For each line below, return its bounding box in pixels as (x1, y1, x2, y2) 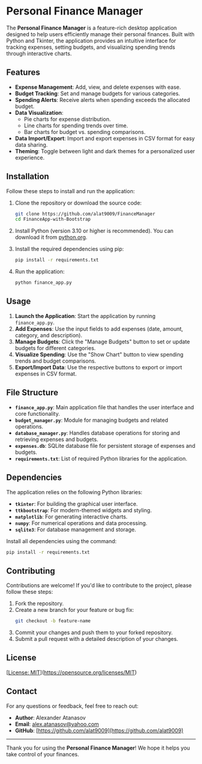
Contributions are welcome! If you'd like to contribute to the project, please (6, 582, 192, 589)
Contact (6, 686, 37, 696)
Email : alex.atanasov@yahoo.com (14, 720, 99, 728)
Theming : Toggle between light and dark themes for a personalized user (14, 147, 195, 154)
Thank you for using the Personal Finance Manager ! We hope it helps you (6, 744, 191, 751)
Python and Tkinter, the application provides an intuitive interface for (6, 37, 176, 44)
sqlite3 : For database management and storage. (14, 526, 136, 533)
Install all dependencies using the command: (6, 537, 117, 544)
